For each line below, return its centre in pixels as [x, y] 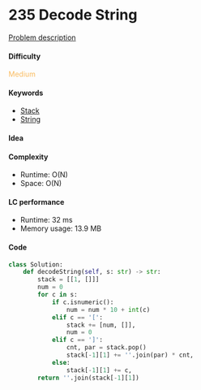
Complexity [28, 157]
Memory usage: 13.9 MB [61, 228]
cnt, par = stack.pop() [107, 348]
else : [61, 362]
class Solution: [36, 264]
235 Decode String [73, 15]
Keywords [26, 93]
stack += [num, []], [101, 325]
